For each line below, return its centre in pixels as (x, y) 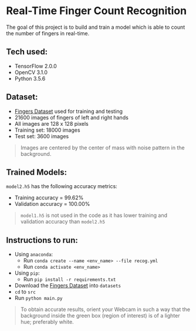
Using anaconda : (34, 255)
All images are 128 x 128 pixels (52, 123)
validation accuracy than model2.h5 (63, 222)
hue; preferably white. (47, 322)
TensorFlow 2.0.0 (36, 66)
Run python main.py (38, 298)
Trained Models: (37, 172)
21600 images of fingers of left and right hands (72, 117)
